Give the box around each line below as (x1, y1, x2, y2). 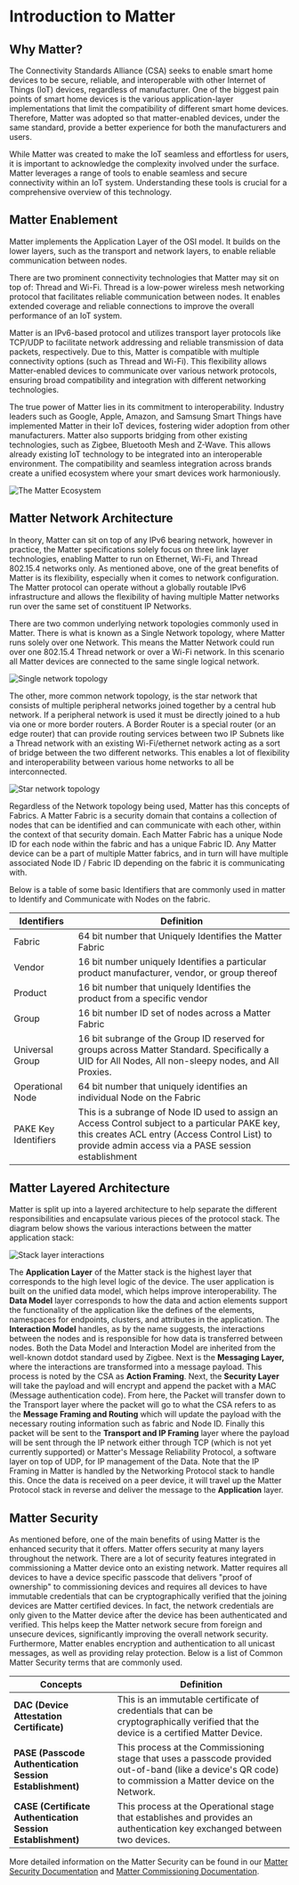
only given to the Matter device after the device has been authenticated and (9, 1610, 287, 1620)
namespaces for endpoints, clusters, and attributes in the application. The (9, 1314, 280, 1325)
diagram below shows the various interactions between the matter (9, 1223, 252, 1234)
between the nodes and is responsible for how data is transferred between (9, 1334, 283, 1344)
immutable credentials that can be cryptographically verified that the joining (9, 1591, 287, 1602)
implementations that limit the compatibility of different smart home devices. (9, 103, 289, 113)
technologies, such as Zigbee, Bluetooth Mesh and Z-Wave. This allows (9, 439, 271, 450)
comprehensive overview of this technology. (9, 187, 172, 197)
